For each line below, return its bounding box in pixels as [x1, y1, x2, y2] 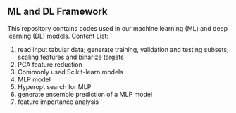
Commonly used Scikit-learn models [17, 67, 123, 76]
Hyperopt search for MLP [17, 82, 92, 91]
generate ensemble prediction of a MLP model [17, 90, 153, 98]
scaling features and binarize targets [17, 53, 125, 61]
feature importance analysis [17, 98, 99, 106]
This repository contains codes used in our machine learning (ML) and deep [7, 24, 228, 32]
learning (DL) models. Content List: [7, 32, 109, 40]
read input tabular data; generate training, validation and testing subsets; [17, 45, 229, 53]
